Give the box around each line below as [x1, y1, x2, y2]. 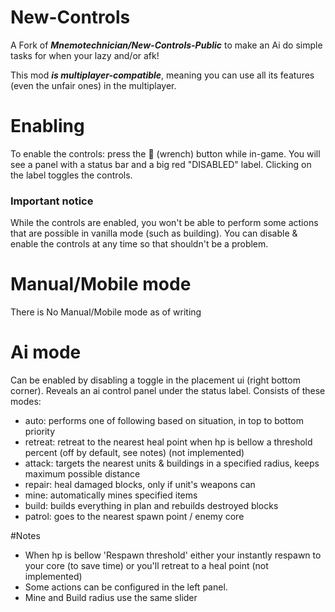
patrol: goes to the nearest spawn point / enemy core [24, 511, 245, 523]
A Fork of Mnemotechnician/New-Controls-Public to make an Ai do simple [10, 39, 323, 51]
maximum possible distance [24, 468, 141, 480]
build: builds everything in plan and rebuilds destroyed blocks [24, 500, 279, 512]
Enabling [10, 115, 85, 138]
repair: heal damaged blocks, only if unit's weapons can [24, 479, 256, 491]
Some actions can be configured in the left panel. [24, 581, 228, 593]
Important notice [10, 194, 94, 208]
